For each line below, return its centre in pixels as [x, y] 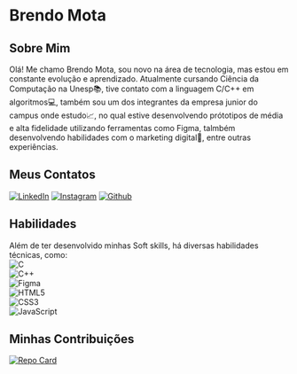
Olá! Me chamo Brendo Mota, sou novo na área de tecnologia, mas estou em [149, 69]
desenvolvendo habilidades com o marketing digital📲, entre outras [130, 137]
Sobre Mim [40, 48]
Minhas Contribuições [72, 339]
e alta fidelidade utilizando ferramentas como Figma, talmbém [122, 128]
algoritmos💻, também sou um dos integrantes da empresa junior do [134, 102]
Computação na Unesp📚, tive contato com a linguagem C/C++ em [132, 89]
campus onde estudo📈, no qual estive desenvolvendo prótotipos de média [146, 115]
